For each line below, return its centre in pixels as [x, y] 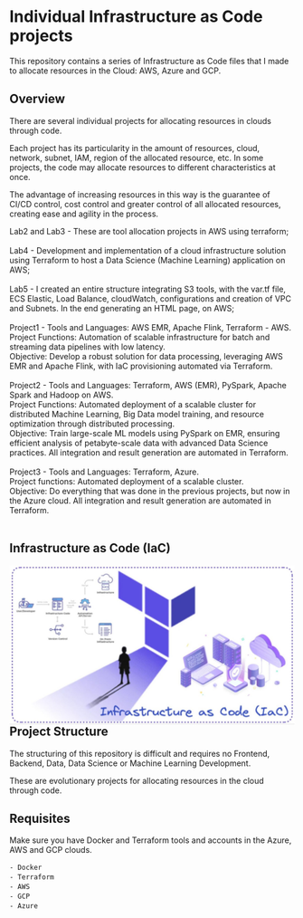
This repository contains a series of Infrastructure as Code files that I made [149, 61]
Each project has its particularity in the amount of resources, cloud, [135, 148]
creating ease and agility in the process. [84, 214]
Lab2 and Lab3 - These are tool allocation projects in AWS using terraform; [149, 231]
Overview [38, 99]
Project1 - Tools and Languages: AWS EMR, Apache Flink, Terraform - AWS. [151, 327]
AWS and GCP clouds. [51, 850]
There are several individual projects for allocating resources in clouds [140, 120]
